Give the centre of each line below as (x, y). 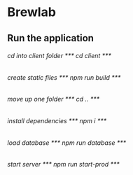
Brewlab (31, 12)
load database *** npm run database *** (67, 142)
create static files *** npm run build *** (64, 77)
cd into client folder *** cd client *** (59, 56)
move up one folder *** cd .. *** (54, 99)
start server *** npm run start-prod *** (64, 164)
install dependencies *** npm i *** (57, 121)
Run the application (51, 38)
